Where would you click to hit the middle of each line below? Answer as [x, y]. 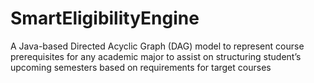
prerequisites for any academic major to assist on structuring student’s [156, 56]
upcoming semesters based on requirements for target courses [141, 67]
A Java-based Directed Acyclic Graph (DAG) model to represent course [157, 46]
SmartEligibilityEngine [105, 18]
